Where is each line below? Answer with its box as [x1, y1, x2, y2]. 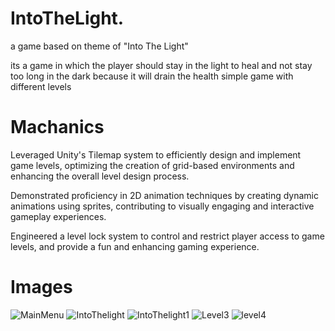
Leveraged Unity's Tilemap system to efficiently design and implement [10, 148, 302, 161]
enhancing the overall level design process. [10, 170, 190, 182]
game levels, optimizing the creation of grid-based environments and [10, 159, 295, 171]
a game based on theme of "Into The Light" [10, 40, 189, 52]
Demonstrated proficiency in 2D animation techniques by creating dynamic [10, 189, 319, 201]
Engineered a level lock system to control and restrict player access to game [10, 230, 325, 242]
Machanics [10, 116, 105, 139]
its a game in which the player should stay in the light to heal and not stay [10, 59, 313, 71]
